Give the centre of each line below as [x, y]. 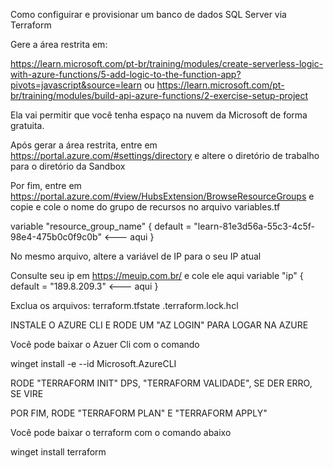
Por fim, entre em [46, 185]
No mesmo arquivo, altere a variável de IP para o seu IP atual [136, 256]
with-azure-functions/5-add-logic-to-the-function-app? [126, 74]
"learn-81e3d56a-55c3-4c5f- [254, 226]
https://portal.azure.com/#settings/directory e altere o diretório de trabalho [165, 155]
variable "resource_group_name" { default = [101, 226]
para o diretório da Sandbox [68, 166]
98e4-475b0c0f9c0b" [56, 237]
